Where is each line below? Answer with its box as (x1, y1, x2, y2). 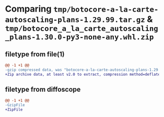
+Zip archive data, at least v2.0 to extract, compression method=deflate (5, 72, 161, 77)
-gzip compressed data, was (5, 67, 62, 72)
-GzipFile (5, 103, 25, 108)
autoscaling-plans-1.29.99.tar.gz (5, 16, 145, 25)
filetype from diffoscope (5, 85, 81, 94)
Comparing (5, 3, 52, 15)
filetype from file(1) (5, 50, 65, 58)
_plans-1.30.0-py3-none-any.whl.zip (5, 33, 154, 42)
